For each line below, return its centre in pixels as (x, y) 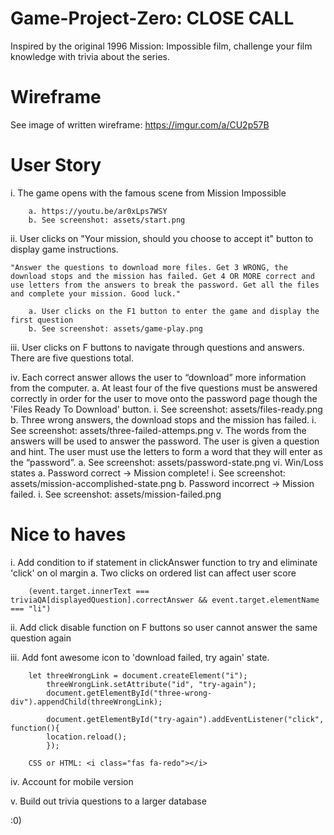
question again (41, 638)
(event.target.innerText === (89, 591)
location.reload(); (87, 737)
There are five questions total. (72, 358)
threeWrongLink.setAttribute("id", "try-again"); (151, 684)
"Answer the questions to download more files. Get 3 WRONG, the (149, 267)
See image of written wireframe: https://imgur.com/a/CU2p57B (140, 124)
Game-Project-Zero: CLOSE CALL (152, 18)
